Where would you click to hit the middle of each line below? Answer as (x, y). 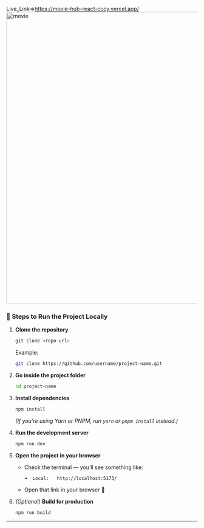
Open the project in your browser (58, 455)
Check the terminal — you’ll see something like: (84, 467)
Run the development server (52, 432)
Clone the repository (42, 330)
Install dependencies (42, 398)
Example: (27, 353)
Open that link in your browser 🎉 (64, 490)
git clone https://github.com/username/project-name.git (89, 364)
